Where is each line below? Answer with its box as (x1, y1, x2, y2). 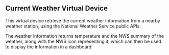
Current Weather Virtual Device (5, 4, 108, 13)
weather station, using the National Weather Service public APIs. (5, 23, 141, 29)
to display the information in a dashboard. (5, 43, 93, 50)
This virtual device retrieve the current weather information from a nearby (5, 17, 160, 23)
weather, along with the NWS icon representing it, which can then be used (5, 38, 162, 44)
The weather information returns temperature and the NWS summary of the (5, 33, 164, 39)
